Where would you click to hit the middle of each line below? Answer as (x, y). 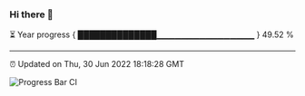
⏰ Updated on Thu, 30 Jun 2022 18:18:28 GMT (97, 64)
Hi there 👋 (32, 14)
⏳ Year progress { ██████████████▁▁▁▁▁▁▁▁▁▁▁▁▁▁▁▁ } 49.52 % (152, 34)
